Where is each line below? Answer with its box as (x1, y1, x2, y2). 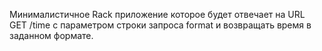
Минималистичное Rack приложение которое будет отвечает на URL (9, 9, 306, 20)
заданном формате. (9, 30, 94, 41)
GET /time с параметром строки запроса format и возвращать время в (9, 19, 312, 31)
